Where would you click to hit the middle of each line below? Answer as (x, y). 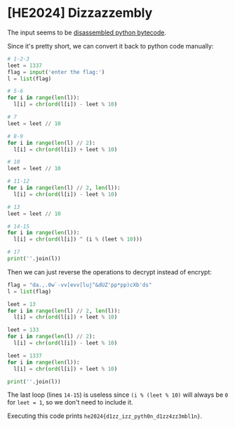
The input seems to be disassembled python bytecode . (87, 32)
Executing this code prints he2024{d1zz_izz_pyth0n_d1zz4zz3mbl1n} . (105, 416)
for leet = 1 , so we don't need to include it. (70, 402)
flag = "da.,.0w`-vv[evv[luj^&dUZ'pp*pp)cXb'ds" (80, 285)
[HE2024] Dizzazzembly (80, 13)
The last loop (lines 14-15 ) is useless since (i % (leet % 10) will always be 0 (118, 395)
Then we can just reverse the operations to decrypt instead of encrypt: (110, 272)
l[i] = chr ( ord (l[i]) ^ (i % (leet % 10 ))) (78, 240)
